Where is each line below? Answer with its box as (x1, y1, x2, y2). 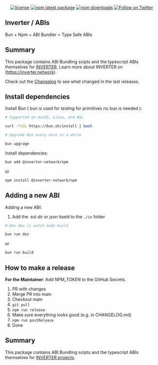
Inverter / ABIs (5, 19, 50, 27)
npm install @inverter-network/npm (5, 178, 77, 183)
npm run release (12, 307, 45, 312)
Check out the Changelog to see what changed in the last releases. (5, 78, 140, 84)
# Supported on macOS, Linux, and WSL (5, 115, 84, 120)
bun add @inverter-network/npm (5, 159, 69, 164)
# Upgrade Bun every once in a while (5, 133, 82, 137)
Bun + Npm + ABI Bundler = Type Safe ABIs (5, 32, 92, 38)
